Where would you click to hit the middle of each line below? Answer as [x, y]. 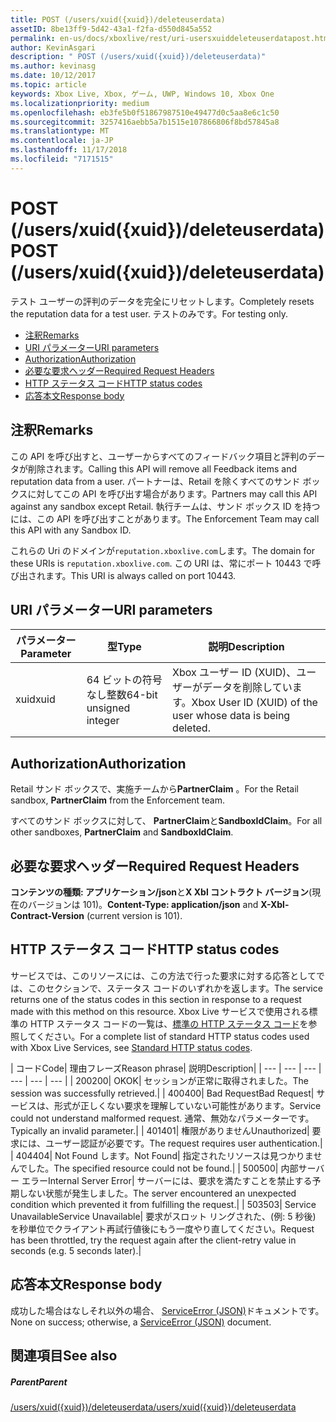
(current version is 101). [134, 915]
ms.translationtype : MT [60, 131]
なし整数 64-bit [122, 695]
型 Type [124, 647]
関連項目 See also [64, 1355]
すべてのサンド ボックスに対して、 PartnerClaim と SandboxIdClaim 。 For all [166, 821]
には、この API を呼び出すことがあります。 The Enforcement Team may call [165, 518]
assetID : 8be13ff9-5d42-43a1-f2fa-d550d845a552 [111, 29]
